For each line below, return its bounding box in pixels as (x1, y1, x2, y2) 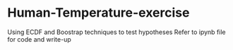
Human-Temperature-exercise (7, 5, 190, 21)
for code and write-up (7, 35, 72, 43)
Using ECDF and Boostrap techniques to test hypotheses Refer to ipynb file (7, 28, 226, 36)
